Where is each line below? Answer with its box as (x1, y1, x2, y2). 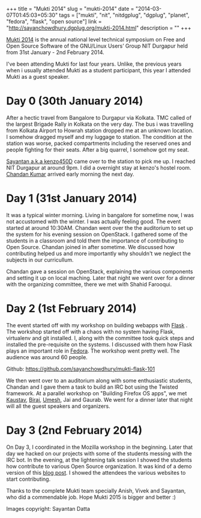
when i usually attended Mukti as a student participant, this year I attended (6, 67, 191, 74)
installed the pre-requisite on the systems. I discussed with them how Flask (6, 341, 193, 348)
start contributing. (6, 475, 51, 483)
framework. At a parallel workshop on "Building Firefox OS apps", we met (6, 389, 187, 396)
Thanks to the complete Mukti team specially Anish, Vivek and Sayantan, (6, 487, 186, 494)
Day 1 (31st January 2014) (6, 192, 137, 205)
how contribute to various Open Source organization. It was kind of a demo (6, 463, 192, 470)
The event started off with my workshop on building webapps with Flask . (6, 321, 188, 328)
